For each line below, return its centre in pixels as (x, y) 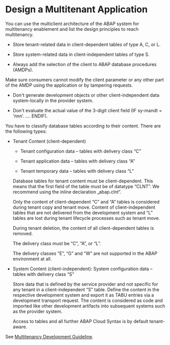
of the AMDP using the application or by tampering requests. (69, 85)
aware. (20, 327)
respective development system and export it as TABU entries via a (83, 295)
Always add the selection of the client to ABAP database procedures (84, 64)
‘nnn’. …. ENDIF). (30, 116)
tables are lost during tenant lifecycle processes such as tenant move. (86, 218)
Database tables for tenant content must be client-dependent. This (83, 181)
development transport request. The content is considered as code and (88, 300)
